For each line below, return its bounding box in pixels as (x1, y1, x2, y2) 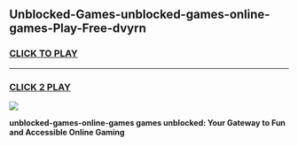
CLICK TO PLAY (9, 48, 78, 60)
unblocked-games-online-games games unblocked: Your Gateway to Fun (9, 117, 286, 127)
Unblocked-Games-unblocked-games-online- (9, 7, 271, 22)
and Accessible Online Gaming (9, 127, 125, 137)
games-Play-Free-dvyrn (9, 21, 146, 36)
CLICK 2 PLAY (9, 81, 71, 93)
